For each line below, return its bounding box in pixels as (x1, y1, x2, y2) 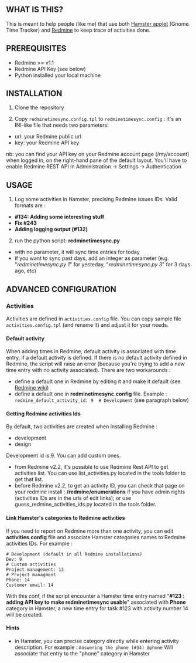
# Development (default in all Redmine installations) (6, 551, 143, 557)
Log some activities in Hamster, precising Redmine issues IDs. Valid (14, 196, 177, 203)
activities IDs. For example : (6, 540, 73, 547)
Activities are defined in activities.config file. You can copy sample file (6, 315, 181, 322)
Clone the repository (14, 104, 64, 111)
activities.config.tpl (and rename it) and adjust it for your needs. (6, 321, 169, 328)
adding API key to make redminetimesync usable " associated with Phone (6, 598, 186, 606)
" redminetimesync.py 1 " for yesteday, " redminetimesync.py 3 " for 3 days (14, 261, 191, 268)
